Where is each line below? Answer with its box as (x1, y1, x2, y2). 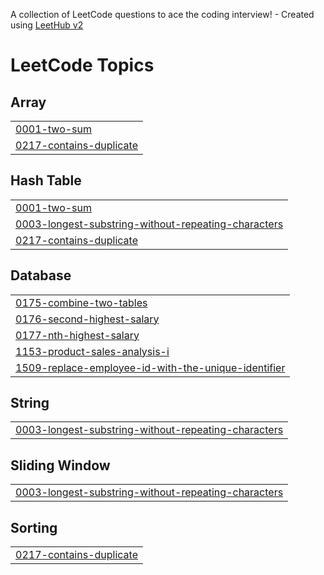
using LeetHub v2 (10, 19, 84, 31)
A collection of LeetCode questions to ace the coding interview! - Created (10, 9, 315, 20)
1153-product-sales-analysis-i (15, 344, 170, 358)
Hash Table (10, 172, 82, 189)
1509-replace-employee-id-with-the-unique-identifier (15, 360, 286, 374)
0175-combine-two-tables (15, 295, 148, 309)
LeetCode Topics (10, 54, 155, 77)
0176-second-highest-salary (15, 312, 160, 326)
